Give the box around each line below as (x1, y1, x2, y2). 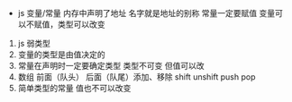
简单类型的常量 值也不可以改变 (17, 83, 132, 93)
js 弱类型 (17, 38, 51, 48)
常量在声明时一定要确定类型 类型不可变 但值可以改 (17, 61, 205, 71)
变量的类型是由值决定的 (17, 49, 105, 60)
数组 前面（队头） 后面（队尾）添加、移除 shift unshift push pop (17, 72, 256, 82)
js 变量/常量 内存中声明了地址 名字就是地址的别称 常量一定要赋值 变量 (17, 8, 276, 18)
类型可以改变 (57, 19, 105, 30)
